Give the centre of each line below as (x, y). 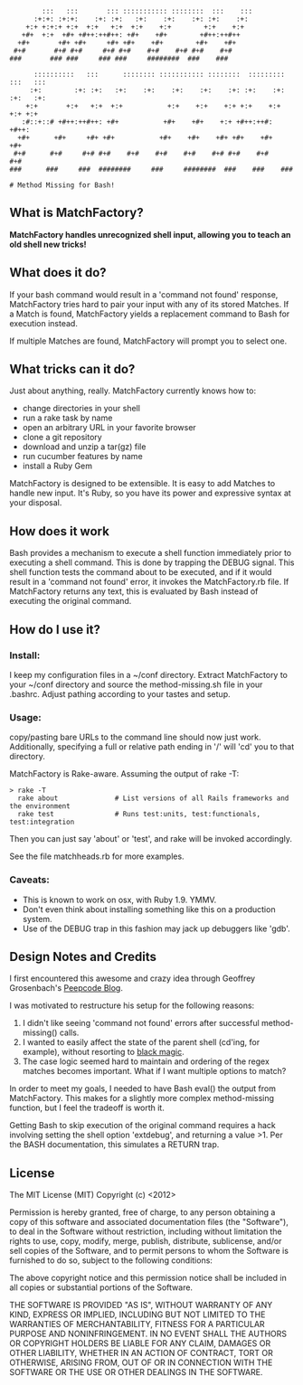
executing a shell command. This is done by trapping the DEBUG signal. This (152, 562)
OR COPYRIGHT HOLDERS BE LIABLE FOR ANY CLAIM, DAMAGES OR (140, 1343)
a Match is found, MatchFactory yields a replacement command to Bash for (150, 314)
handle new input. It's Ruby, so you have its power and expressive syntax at (150, 493)
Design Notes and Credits (83, 956)
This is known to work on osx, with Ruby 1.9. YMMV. (119, 900)
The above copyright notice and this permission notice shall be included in (148, 1278)
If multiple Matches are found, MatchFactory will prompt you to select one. (148, 341)
